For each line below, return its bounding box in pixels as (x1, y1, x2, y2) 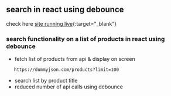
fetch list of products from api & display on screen (14, 56, 136, 63)
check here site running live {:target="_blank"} (6, 20, 117, 27)
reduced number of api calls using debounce (14, 83, 123, 90)
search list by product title (14, 77, 78, 84)
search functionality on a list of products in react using (6, 35, 165, 43)
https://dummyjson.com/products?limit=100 (13, 67, 119, 73)
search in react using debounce (6, 5, 124, 15)
